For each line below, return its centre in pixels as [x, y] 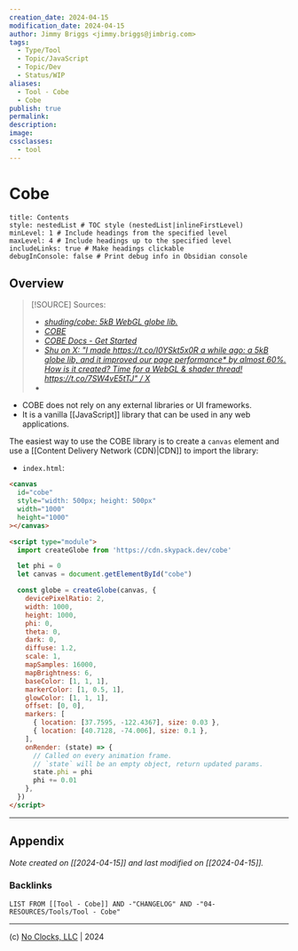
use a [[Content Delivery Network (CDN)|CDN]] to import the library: [134, 451]
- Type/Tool [39, 51]
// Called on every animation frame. [102, 755]
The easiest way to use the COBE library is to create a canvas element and [144, 442]
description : [33, 125]
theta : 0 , [43, 632]
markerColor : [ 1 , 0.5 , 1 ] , [75, 690]
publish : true [35, 108]
